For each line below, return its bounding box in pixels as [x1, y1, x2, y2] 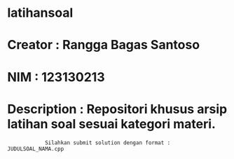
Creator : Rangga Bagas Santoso [7, 37, 200, 53]
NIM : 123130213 [7, 69, 105, 85]
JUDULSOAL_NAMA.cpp [7, 145, 64, 152]
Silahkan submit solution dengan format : [44, 139, 171, 146]
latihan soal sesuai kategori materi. [7, 116, 216, 132]
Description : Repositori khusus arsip [7, 101, 228, 117]
